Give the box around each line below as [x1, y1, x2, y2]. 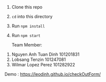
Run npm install [11, 23, 45, 29]
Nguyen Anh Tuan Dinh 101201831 [11, 51, 80, 57]
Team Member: [11, 42, 42, 48]
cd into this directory [11, 14, 53, 19]
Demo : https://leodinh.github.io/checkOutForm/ [4, 71, 101, 77]
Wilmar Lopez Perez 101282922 [11, 62, 75, 67]
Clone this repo [11, 4, 42, 10]
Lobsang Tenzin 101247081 [11, 57, 66, 62]
